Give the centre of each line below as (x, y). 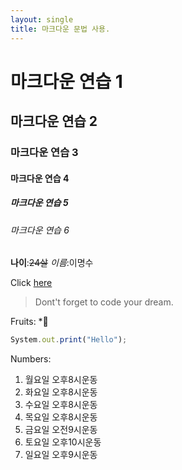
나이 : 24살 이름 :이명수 (52, 263)
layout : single (42, 19)
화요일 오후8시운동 (61, 392)
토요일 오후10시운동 (63, 442)
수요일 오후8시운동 (61, 405)
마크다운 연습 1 (66, 81)
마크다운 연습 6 (40, 230)
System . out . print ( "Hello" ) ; (69, 340)
